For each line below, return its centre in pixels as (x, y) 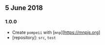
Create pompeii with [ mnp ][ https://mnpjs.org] (56, 32)
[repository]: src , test (34, 37)
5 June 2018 (24, 8)
